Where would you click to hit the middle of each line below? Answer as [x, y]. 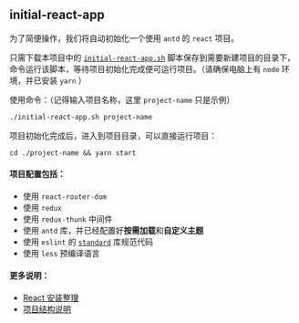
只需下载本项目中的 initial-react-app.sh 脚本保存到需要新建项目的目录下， [153, 57]
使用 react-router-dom [65, 196]
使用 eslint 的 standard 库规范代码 [88, 242]
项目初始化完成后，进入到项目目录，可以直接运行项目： [113, 135]
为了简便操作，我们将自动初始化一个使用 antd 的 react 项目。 [124, 38]
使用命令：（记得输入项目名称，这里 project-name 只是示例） [122, 99]
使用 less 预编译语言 [61, 253]
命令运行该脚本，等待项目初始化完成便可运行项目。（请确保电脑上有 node [144, 68]
